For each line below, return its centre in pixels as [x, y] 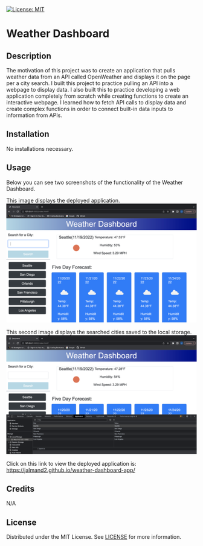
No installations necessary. [40, 148]
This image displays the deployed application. [63, 200]
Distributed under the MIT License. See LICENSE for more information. [94, 537]
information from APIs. [34, 115]
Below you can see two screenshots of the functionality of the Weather [95, 182]
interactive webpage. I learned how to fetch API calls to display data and [96, 102]
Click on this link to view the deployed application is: [72, 463]
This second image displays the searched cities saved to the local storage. [99, 332]
